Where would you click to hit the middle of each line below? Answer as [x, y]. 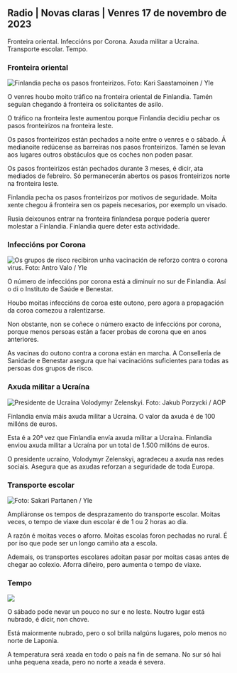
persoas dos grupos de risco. [50, 368]
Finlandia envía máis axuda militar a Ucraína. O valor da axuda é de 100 [111, 416]
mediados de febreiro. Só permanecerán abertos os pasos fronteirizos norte [119, 176]
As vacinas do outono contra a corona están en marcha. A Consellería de [114, 353]
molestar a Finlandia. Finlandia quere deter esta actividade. [94, 226]
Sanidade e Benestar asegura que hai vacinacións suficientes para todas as [118, 361]
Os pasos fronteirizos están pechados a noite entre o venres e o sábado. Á [117, 140]
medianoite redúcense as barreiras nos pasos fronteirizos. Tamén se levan [116, 147]
